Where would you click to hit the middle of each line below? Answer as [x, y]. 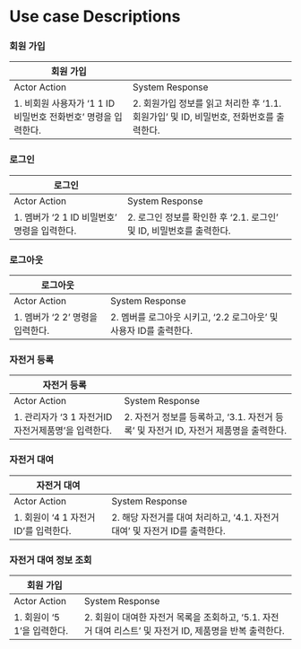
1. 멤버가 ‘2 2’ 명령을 [56, 318]
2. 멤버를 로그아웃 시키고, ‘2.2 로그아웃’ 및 [194, 318]
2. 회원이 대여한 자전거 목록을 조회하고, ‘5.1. [172, 617]
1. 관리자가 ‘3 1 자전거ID [63, 417]
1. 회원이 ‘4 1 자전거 [55, 517]
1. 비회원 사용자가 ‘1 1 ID [64, 103]
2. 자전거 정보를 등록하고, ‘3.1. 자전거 [198, 417]
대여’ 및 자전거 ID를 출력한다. [168, 531]
